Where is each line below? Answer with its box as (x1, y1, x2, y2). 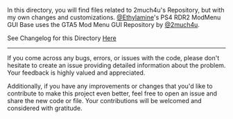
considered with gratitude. (7, 104, 83, 112)
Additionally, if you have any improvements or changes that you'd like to (7, 82, 213, 90)
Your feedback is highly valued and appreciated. (7, 68, 146, 77)
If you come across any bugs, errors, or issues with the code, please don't (7, 54, 220, 62)
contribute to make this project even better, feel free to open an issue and (7, 89, 217, 98)
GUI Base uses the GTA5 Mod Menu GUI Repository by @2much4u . (7, 21, 200, 28)
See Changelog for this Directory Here (7, 34, 116, 42)
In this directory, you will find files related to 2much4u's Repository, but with (7, 6, 225, 14)
